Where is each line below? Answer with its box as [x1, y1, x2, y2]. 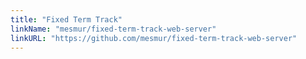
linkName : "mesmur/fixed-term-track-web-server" [10, 24, 217, 34]
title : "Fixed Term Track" [10, 14, 123, 25]
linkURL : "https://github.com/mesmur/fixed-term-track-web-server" [10, 33, 298, 43]
